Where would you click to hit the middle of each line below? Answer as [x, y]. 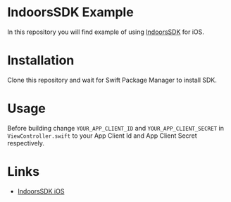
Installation [41, 60]
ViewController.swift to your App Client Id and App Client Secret [102, 136]
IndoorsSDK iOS [41, 191]
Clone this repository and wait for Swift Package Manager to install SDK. [112, 80]
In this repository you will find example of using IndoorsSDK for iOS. [106, 32]
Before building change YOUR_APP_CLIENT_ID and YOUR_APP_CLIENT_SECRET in [115, 128]
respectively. [26, 143]
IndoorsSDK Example [70, 12]
